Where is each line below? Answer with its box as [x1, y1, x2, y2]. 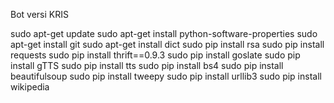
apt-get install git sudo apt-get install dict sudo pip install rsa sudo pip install [10, 39, 325, 50]
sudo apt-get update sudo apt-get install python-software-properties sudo [10, 28, 318, 39]
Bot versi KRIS [10, 9, 69, 20]
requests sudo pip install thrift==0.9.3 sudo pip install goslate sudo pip [10, 49, 301, 61]
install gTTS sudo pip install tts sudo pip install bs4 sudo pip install [10, 60, 284, 71]
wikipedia [10, 81, 50, 93]
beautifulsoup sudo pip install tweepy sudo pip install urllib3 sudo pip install [10, 70, 322, 82]
